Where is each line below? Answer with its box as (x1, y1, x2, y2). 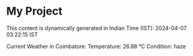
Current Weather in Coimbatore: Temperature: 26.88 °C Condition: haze (6, 43, 186, 50)
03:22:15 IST (6, 30, 38, 38)
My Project (6, 4, 63, 18)
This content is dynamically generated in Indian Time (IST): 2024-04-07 (6, 24, 187, 32)
